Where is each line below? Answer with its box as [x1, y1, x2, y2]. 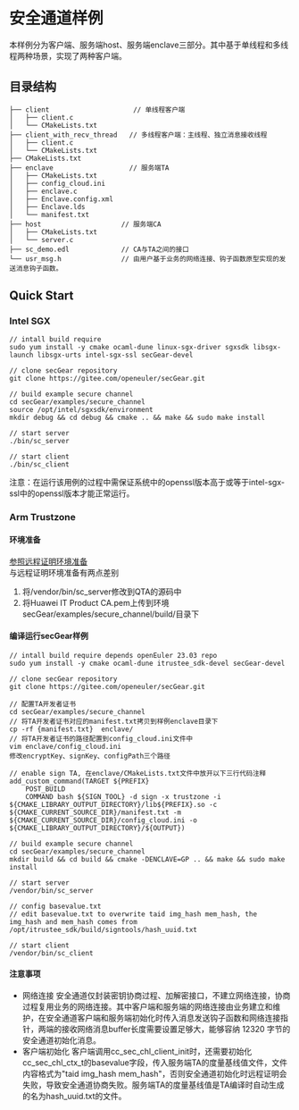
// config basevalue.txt [9, 902, 102, 911]
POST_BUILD [25, 784, 66, 794]
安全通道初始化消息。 [21, 1034, 101, 1046]
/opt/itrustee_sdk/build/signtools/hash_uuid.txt [9, 925, 198, 934]
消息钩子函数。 [15, 264, 63, 273]
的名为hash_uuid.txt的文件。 [21, 1090, 127, 1101]
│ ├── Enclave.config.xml [9, 194, 114, 204]
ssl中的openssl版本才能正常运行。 [9, 488, 135, 499]
